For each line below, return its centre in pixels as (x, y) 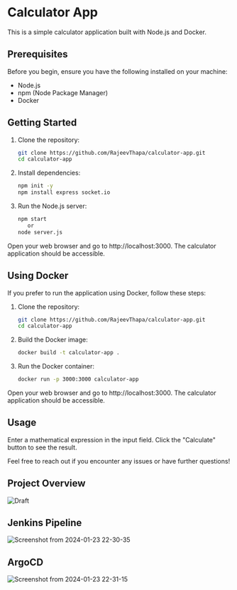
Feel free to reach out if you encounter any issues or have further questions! (119, 461)
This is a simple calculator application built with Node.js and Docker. (107, 32)
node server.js (40, 232)
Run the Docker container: (56, 366)
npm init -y (35, 186)
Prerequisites (38, 54)
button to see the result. (42, 447)
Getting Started (42, 122)
